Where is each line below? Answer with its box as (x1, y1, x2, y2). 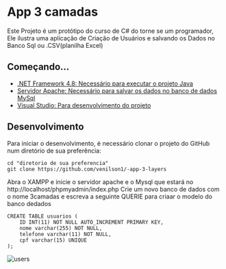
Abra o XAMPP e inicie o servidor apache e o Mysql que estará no (7, 177, 194, 185)
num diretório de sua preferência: (7, 146, 101, 155)
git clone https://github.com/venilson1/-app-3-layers (7, 166, 167, 172)
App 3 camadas (7, 4, 98, 20)
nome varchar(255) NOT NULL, (19, 225, 103, 231)
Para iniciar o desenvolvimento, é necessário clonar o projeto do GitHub (7, 139, 210, 147)
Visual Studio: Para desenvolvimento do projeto (16, 101, 151, 110)
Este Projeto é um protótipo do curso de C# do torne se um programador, (7, 27, 214, 35)
